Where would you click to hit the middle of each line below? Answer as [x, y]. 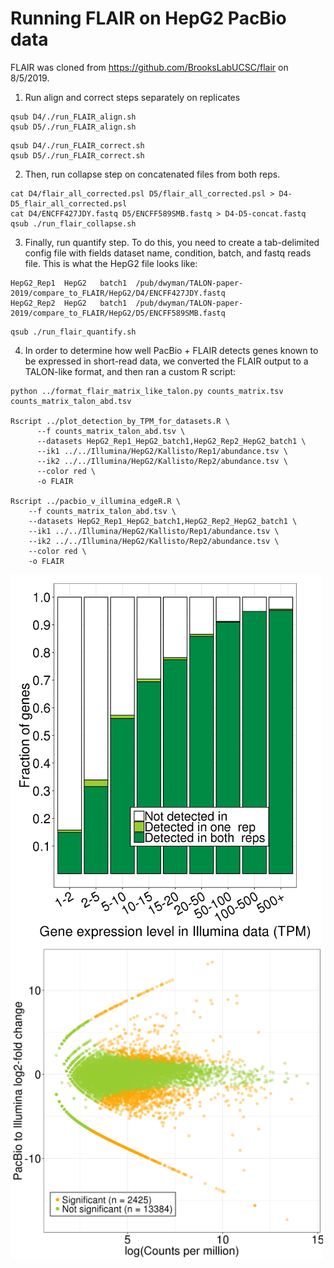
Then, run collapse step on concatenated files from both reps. [152, 174]
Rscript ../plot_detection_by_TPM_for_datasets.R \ [120, 421]
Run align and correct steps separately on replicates [132, 97]
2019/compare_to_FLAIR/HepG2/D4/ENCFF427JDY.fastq [118, 293]
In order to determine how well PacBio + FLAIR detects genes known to [171, 350]
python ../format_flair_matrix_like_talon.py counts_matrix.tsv [147, 391]
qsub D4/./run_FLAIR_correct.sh [77, 145]
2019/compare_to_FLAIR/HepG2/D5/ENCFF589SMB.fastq [118, 313]
